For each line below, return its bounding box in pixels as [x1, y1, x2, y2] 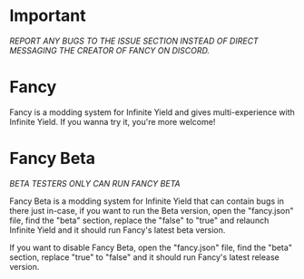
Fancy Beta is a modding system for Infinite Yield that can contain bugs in [9, 196, 284, 207]
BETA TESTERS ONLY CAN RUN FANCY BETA [9, 178, 181, 188]
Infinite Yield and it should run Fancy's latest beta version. [9, 224, 226, 236]
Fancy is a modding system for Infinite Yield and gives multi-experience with [9, 106, 295, 118]
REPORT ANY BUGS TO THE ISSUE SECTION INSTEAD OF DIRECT [9, 35, 259, 46]
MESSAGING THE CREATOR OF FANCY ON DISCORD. [9, 44, 211, 55]
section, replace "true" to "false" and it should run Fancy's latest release [9, 251, 279, 263]
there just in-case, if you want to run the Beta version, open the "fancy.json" [9, 205, 294, 216]
